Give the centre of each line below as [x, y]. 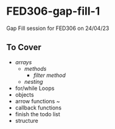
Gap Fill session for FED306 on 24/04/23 [58, 28]
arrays [23, 62]
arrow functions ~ [37, 101]
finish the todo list [38, 114]
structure [26, 120]
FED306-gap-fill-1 [53, 11]
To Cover [24, 47]
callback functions [38, 108]
